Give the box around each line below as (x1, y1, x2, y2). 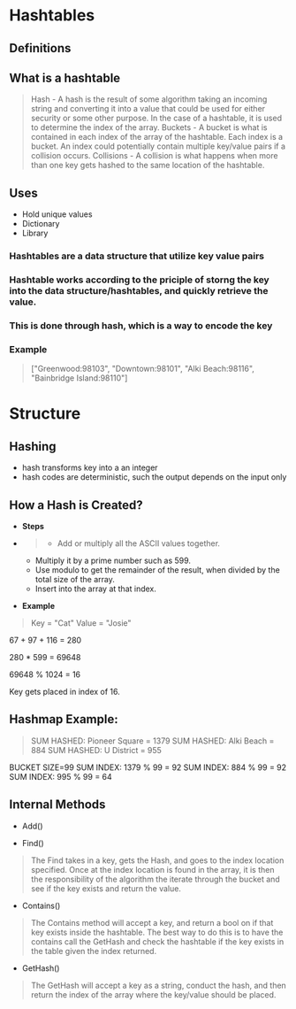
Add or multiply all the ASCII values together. (57, 538, 221, 549)
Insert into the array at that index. (34, 583, 157, 594)
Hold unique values (21, 209, 93, 220)
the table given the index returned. (30, 945, 157, 956)
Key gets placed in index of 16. (9, 687, 121, 697)
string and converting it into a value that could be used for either (30, 104, 266, 114)
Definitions (9, 41, 72, 56)
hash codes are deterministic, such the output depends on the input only (21, 472, 287, 482)
